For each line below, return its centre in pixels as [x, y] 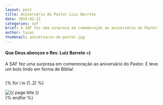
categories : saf [22, 23]
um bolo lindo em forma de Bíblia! [39, 69]
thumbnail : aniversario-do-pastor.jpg [45, 37]
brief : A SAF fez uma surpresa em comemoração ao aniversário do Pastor [81, 28]
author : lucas [20, 33]
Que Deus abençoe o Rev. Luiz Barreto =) [48, 53]
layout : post [19, 10]
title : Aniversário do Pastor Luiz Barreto [51, 14]
